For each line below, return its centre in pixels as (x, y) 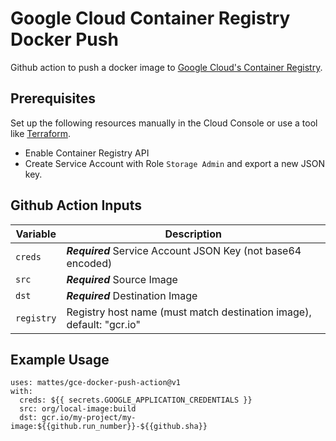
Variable (36, 234)
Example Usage (60, 359)
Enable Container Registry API (87, 153)
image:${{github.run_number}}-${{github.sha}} (109, 427)
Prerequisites (53, 98)
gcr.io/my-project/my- (89, 418)
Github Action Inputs (76, 205)
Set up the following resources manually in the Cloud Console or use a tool (164, 123)
